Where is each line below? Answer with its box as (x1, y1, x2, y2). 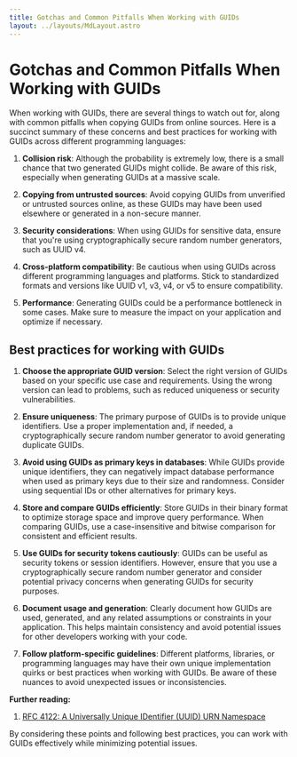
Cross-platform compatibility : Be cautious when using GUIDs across (21, 261, 277, 272)
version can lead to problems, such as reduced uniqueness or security (21, 385, 280, 395)
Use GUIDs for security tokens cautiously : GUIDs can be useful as (21, 548, 269, 559)
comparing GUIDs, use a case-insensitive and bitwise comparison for (21, 522, 277, 532)
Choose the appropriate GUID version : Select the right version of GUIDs (21, 366, 288, 377)
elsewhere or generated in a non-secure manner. (21, 208, 201, 219)
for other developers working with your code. (21, 632, 188, 642)
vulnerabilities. (21, 394, 76, 405)
